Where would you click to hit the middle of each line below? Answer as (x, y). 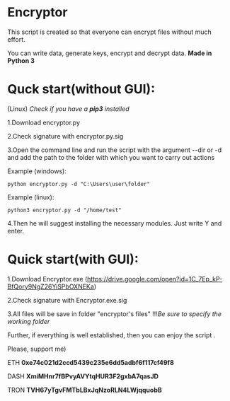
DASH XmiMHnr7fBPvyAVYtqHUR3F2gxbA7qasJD (83, 376)
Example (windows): (37, 171)
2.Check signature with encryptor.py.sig (65, 136)
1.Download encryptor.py (44, 122)
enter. (16, 231)
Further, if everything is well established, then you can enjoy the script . (111, 335)
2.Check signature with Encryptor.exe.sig (67, 300)
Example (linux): (31, 197)
